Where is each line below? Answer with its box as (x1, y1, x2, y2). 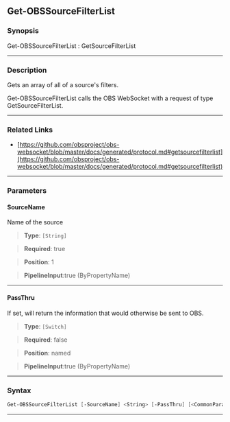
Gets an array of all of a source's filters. (7, 80, 118, 89)
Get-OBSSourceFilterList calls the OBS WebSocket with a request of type (7, 94, 214, 102)
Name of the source (7, 218, 64, 226)
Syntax (7, 386, 31, 395)
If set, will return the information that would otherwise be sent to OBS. (7, 309, 204, 317)
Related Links (7, 125, 53, 134)
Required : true (23, 245, 66, 253)
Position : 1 (23, 258, 54, 266)
